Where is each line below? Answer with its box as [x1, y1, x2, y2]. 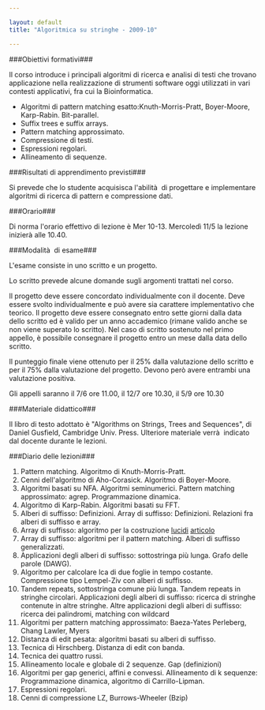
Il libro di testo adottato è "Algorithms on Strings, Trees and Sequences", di [9, 419, 252, 428]
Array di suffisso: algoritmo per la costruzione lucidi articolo [20, 525, 215, 535]
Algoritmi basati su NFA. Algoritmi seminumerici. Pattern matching [20, 483, 235, 493]
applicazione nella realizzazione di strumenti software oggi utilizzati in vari [9, 78, 251, 88]
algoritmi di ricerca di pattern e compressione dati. [9, 191, 174, 200]
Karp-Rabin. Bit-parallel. [20, 110, 99, 119]
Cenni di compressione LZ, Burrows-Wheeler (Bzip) [20, 693, 188, 702]
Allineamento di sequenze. [20, 151, 107, 162]
